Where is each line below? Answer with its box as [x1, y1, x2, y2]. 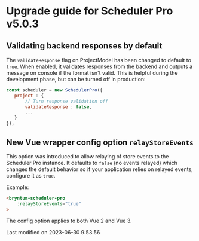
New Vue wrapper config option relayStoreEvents [6, 137, 194, 147]
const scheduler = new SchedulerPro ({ [6, 87, 103, 93]
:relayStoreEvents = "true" [17, 200, 82, 207]
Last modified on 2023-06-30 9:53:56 [6, 228, 100, 236]
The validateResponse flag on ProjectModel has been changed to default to [6, 57, 191, 63]
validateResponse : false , [25, 103, 93, 110]
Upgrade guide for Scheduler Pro [6, 4, 173, 18]
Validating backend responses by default [6, 41, 163, 51]
